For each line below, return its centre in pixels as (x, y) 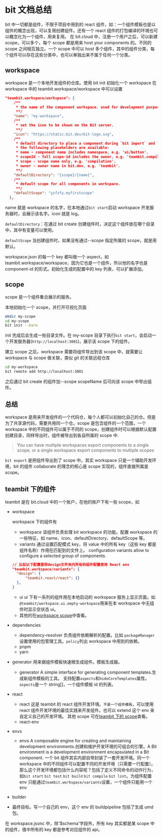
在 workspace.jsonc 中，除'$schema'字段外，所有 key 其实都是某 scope (77, 823)
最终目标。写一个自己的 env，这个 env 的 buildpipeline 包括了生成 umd (83, 807)
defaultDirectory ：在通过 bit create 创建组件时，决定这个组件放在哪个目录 (80, 224)
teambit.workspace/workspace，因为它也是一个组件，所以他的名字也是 (76, 263)
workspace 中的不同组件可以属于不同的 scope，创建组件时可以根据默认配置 (81, 429)
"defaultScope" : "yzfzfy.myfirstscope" (54, 193)
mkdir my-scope (20, 316)
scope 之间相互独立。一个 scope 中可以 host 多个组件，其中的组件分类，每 (80, 49)
